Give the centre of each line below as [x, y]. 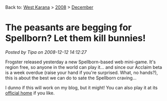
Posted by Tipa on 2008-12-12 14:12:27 [46, 52]
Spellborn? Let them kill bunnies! [76, 38]
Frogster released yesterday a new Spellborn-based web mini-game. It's [80, 62]
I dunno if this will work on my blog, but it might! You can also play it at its [81, 87]
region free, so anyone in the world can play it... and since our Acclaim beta [84, 67]
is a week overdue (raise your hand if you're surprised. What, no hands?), [81, 72]
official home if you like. [30, 93]
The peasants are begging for [69, 28]
